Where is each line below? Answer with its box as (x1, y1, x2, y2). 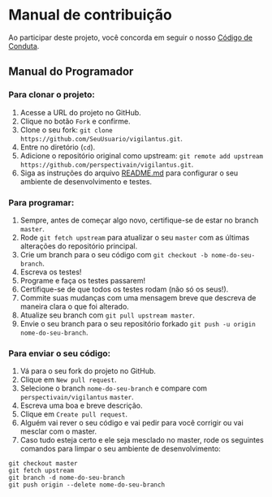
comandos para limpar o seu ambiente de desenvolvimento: (19, 444, 221, 454)
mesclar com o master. (19, 426, 97, 436)
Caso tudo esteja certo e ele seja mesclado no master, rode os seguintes (19, 435, 264, 445)
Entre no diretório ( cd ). (19, 142, 96, 152)
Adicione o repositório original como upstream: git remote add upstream (19, 150, 264, 160)
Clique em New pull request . (19, 375, 117, 385)
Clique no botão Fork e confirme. (19, 116, 132, 126)
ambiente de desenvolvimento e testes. (19, 176, 153, 186)
